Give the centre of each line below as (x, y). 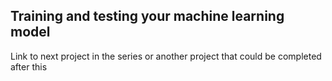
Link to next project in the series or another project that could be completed (166, 56)
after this (29, 66)
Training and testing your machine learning (147, 16)
